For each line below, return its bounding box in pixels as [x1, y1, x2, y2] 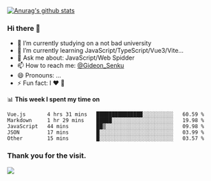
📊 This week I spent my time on [7, 95, 100, 104]
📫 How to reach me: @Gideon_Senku [16, 62, 124, 70]
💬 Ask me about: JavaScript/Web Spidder [16, 53, 135, 62]
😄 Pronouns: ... [16, 71, 62, 80]
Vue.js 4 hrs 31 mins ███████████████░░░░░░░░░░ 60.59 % [7, 111, 205, 118]
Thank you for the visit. [7, 151, 87, 160]
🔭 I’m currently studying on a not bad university [16, 39, 152, 47]
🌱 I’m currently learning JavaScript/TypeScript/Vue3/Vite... [16, 47, 184, 55]
